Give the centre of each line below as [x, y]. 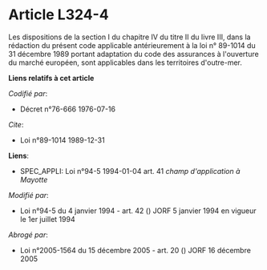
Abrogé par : [28, 235]
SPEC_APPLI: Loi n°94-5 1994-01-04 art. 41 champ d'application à [130, 171]
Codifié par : [28, 93]
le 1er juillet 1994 [47, 219]
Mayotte [34, 179]
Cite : [16, 124]
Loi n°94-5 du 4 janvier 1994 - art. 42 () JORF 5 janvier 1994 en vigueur [138, 211]
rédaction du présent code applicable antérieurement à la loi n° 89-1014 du [132, 45]
